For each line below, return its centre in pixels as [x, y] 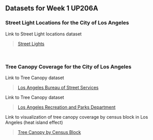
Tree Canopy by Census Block [49, 132]
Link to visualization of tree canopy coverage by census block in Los [77, 117]
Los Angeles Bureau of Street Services [58, 87]
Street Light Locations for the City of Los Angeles [67, 23]
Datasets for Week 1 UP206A [52, 8]
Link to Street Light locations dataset [44, 34]
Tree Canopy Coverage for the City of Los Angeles [68, 66]
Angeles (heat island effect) [34, 122]
